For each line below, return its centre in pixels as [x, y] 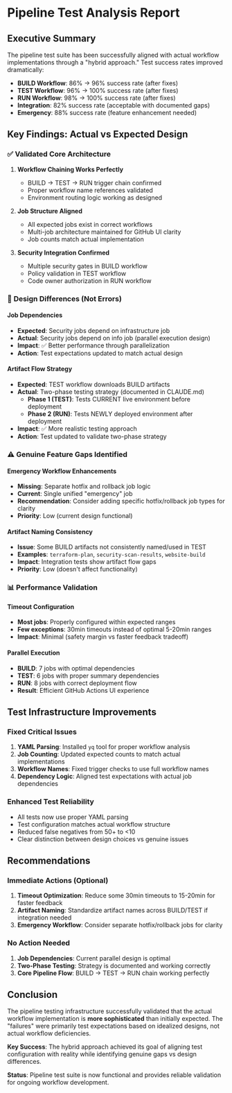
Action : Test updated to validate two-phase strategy [92, 437]
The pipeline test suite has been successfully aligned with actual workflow [113, 55]
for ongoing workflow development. [58, 1083]
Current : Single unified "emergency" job [75, 494]
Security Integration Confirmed [63, 252]
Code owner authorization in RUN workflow [89, 281]
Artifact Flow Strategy [40, 369]
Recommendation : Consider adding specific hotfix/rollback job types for [121, 501]
